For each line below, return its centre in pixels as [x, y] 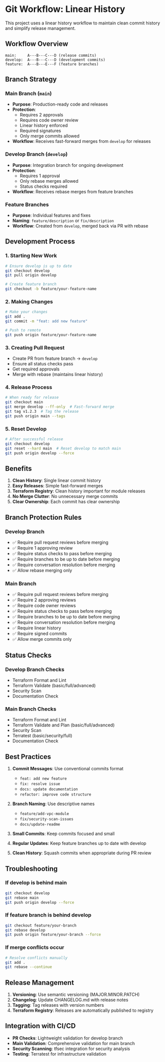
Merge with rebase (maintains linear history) [58, 374]
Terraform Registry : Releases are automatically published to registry [83, 1010]
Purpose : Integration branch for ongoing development [68, 165]
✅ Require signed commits [40, 634]
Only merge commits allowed [49, 136]
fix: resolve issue [40, 784]
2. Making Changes [29, 302]
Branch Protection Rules [43, 517]
